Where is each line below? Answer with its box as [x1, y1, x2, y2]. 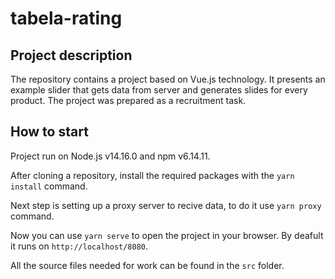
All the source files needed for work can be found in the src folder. [10, 259, 285, 271]
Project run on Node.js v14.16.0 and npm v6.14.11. [10, 150, 211, 162]
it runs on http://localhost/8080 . [10, 240, 149, 252]
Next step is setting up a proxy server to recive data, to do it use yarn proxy [10, 199, 322, 211]
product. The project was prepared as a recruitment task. [10, 95, 247, 106]
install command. [10, 180, 88, 192]
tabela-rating [10, 7, 123, 30]
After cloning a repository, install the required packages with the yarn [10, 169, 295, 181]
